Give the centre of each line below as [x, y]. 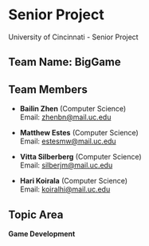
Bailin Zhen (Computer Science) [73, 109]
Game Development [42, 233]
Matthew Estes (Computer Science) [79, 133]
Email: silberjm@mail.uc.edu [66, 165]
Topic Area [36, 214]
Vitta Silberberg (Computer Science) [80, 157]
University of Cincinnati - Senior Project [73, 37]
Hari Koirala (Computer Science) [74, 181]
